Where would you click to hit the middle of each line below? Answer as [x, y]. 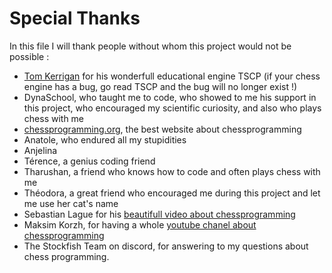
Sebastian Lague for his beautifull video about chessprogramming [159, 214]
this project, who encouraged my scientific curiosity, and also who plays [172, 108]
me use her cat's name [71, 203]
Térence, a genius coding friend [89, 161]
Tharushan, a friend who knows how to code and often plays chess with [172, 171]
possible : [29, 56]
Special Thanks [75, 18]
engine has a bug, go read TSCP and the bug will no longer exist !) [160, 86]
